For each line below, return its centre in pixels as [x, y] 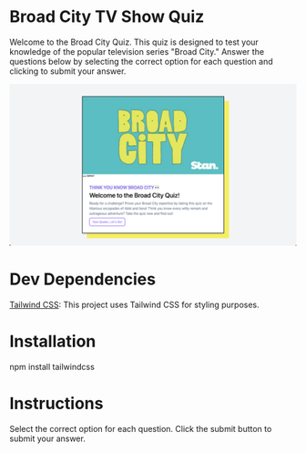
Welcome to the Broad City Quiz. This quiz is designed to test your [134, 42]
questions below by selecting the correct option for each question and [141, 61]
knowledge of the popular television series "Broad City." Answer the [137, 51]
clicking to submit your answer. [68, 71]
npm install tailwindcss [52, 366]
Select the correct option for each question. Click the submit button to [141, 428]
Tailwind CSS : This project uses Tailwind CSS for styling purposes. [134, 304]
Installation [53, 341]
